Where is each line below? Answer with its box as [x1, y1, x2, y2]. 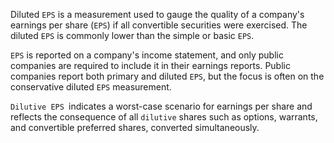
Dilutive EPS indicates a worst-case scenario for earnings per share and [10, 100, 313, 112]
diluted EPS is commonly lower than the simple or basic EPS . [10, 30, 255, 41]
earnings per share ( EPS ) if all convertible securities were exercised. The [10, 19, 308, 31]
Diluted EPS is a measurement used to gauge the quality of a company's [10, 9, 305, 20]
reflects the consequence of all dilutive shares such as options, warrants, [10, 111, 318, 123]
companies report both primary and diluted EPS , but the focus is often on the [10, 70, 325, 82]
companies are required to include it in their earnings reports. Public [10, 60, 291, 71]
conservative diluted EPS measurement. [10, 81, 172, 93]
